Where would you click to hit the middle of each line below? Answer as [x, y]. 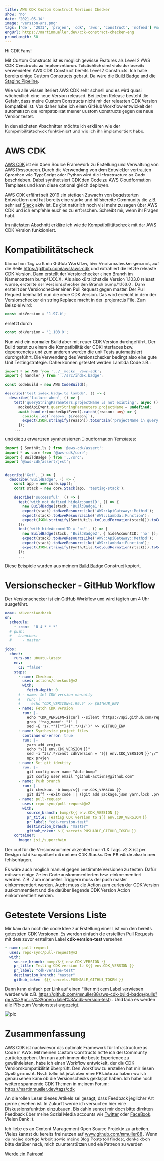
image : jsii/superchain [42, 840]
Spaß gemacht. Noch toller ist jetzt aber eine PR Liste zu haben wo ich [76, 1073]
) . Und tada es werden [132, 999]
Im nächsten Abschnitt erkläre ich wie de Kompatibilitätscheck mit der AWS [81, 225]
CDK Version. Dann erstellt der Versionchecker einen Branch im [69, 274]
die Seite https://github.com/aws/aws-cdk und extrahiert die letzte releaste [81, 268]
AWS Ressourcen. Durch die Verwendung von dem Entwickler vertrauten [78, 170]
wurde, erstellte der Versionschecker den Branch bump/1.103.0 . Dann [75, 284]
